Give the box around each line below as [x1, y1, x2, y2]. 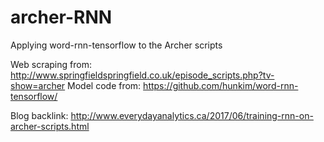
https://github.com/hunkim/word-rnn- [143, 79, 299, 91]
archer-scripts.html [10, 120, 90, 132]
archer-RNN [10, 6, 113, 29]
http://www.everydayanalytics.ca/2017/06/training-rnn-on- [70, 109, 314, 121]
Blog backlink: [10, 109, 69, 121]
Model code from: [67, 79, 142, 91]
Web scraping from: [10, 58, 92, 70]
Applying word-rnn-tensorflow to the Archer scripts [10, 39, 223, 51]
